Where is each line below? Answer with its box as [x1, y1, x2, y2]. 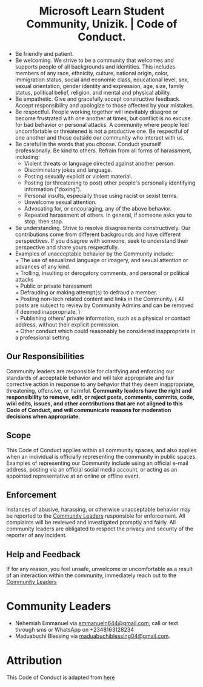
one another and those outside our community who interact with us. [15, 134, 185, 141]
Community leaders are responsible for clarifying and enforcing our [6, 367, 175, 374]
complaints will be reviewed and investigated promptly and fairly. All [6, 519, 176, 526]
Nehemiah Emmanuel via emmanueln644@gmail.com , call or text [15, 620, 179, 627]
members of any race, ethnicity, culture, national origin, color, [15, 69, 169, 76]
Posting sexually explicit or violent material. [24, 172, 132, 180]
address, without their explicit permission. [15, 320, 120, 328]
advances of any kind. [15, 263, 71, 270]
